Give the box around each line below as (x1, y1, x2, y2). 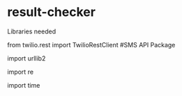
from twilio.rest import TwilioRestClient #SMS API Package (7, 40, 176, 49)
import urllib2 (7, 54, 46, 63)
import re (7, 67, 33, 76)
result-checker (7, 4, 96, 20)
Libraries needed (7, 27, 56, 35)
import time (7, 81, 40, 89)
